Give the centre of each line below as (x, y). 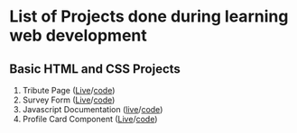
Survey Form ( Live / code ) (69, 100)
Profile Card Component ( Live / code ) (90, 119)
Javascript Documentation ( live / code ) (93, 109)
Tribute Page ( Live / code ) (69, 90)
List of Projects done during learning (149, 17)
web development (78, 35)
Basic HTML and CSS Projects (95, 69)
